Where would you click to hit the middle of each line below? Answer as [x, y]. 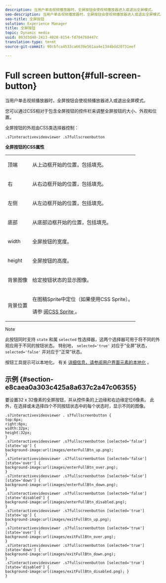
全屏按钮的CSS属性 [25, 147]
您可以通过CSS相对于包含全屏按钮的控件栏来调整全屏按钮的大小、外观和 [79, 111]
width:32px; [17, 429]
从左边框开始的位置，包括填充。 [70, 203]
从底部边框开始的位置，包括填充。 [72, 222]
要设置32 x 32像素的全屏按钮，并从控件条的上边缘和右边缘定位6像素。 [77, 400]
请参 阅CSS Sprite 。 [56, 311]
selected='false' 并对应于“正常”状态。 [45, 351]
